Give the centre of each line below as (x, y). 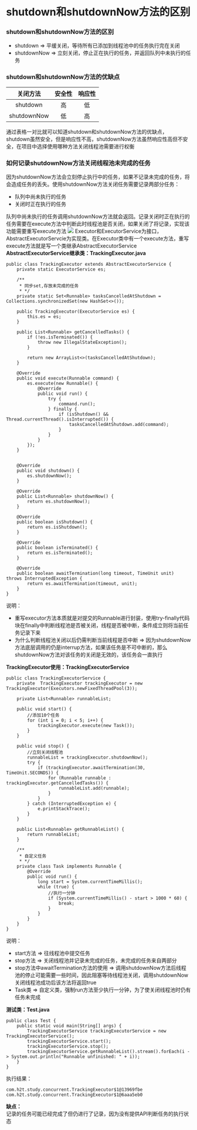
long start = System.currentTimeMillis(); (90, 882)
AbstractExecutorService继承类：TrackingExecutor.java (76, 253)
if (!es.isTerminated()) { (60, 337)
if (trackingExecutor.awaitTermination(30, (91, 768)
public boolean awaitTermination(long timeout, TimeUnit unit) (96, 574)
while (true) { (56, 887)
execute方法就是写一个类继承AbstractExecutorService (72, 246)
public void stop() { (43, 746)
